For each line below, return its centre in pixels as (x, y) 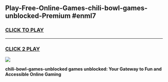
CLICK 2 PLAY (22, 49)
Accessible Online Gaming (33, 74)
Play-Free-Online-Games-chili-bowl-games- (76, 8)
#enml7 (84, 16)
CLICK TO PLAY (24, 30)
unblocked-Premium (38, 16)
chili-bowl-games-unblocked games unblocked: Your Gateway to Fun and (83, 69)
